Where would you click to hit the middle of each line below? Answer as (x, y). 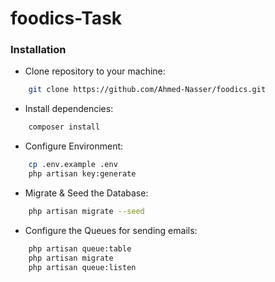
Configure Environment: (74, 146)
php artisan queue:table (80, 248)
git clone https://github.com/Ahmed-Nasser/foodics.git (147, 90)
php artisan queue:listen (82, 267)
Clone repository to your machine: (95, 71)
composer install (64, 127)
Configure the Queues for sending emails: (111, 230)
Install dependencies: (69, 109)
